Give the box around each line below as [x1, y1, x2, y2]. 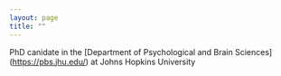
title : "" [9, 22, 47, 31]
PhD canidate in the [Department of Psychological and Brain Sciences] [9, 46, 273, 57]
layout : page [9, 13, 59, 23]
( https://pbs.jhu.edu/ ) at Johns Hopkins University [9, 56, 196, 67]
